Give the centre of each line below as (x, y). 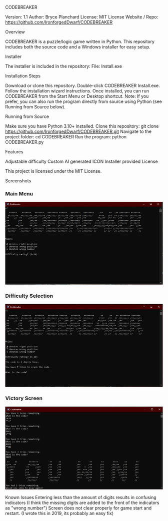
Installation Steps (23, 76)
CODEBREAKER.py (24, 142)
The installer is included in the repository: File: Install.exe (64, 66)
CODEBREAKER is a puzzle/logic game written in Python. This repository (80, 41)
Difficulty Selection (29, 296)
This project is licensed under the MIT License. (53, 171)
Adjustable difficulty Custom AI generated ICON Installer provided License (82, 161)
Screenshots (18, 181)
